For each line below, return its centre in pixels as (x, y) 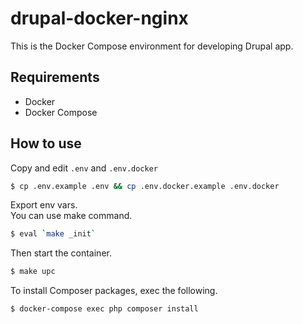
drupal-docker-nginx (99, 18)
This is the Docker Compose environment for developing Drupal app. (152, 46)
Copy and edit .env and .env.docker (84, 168)
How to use (46, 143)
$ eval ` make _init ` (53, 234)
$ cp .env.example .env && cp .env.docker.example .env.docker (145, 186)
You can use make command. (71, 216)
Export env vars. (44, 205)
